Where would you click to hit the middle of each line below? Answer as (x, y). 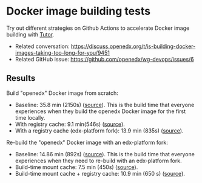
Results (21, 78)
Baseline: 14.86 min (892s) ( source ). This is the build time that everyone (105, 154)
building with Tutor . (30, 34)
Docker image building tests (78, 11)
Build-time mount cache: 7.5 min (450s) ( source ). (76, 167)
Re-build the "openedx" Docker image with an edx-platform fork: (87, 142)
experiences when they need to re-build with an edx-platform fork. (98, 161)
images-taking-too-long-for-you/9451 (62, 52)
